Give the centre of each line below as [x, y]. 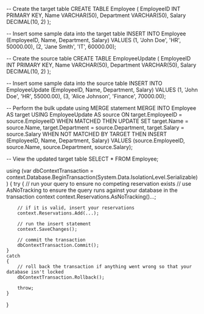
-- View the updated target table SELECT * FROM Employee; [83, 159]
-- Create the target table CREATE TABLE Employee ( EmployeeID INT [93, 9]
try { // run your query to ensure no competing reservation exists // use [102, 184]
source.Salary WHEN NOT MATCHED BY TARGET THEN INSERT [87, 134]
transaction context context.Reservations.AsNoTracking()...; [81, 197]
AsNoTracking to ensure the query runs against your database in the [92, 190]
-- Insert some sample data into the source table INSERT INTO [84, 83]
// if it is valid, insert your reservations [76, 208]
